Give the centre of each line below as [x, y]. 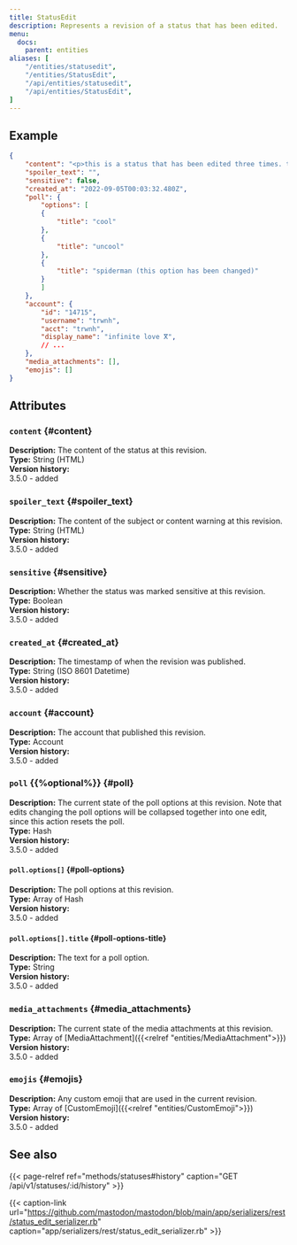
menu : [19, 34]
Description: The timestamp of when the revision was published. [127, 661]
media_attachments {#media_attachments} [100, 1009]
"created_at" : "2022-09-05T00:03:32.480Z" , [107, 189]
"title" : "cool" [86, 222]
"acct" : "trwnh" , [72, 329]
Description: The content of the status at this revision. [108, 450]
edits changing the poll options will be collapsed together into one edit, [138, 812]
